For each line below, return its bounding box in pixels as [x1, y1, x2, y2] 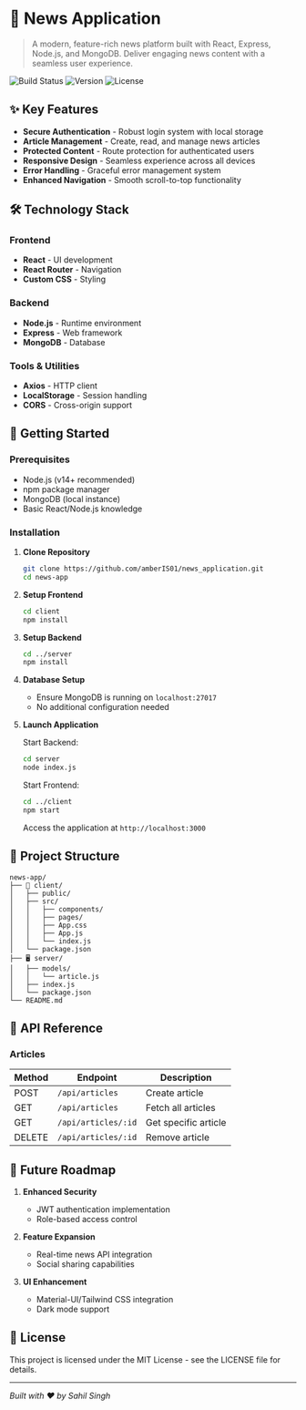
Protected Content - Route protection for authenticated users [22, 145, 255, 156]
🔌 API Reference [9, 1020, 103, 1035]
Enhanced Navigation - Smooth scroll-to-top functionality [22, 174, 241, 185]
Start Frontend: [22, 779, 80, 791]
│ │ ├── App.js [9, 929, 84, 938]
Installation [9, 526, 61, 539]
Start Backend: [22, 737, 79, 748]
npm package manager [22, 483, 110, 495]
